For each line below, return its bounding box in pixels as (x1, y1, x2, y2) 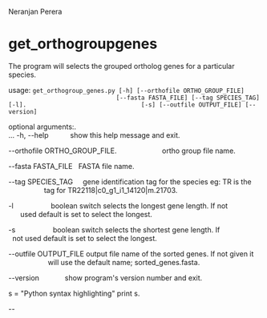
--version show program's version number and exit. (8, 272, 203, 283)
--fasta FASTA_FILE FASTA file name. (8, 161, 135, 171)
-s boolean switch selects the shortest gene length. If (8, 224, 220, 235)
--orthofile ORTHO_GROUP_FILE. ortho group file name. (8, 146, 237, 155)
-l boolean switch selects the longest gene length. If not (8, 200, 229, 211)
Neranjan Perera (8, 7, 63, 16)
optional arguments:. (8, 122, 77, 131)
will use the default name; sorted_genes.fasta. (47, 257, 200, 267)
